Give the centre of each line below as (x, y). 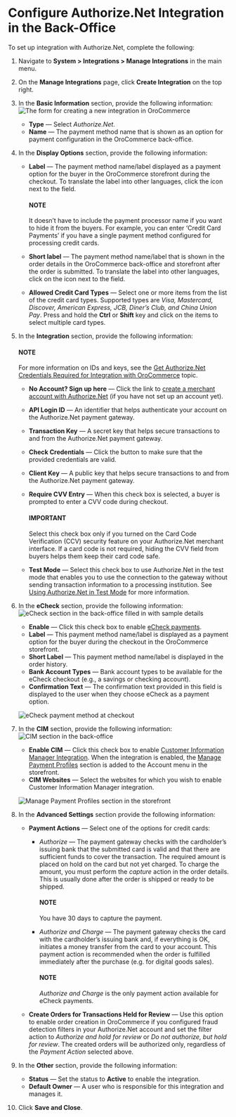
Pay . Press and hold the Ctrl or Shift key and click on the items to (123, 315)
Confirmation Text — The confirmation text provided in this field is (125, 686)
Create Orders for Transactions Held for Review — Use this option (126, 1014)
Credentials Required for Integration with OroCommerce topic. (108, 375)
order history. (48, 664)
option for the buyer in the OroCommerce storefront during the (119, 174)
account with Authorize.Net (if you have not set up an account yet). (126, 396)
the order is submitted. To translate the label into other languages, (124, 271)
